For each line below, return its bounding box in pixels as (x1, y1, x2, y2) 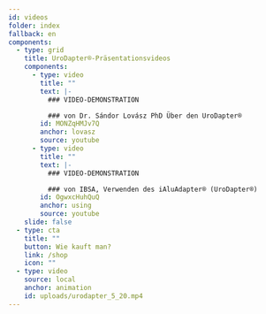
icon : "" (24, 258, 57, 268)
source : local (24, 275, 76, 284)
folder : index (8, 21, 61, 30)
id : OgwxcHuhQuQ (40, 193, 100, 202)
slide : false (24, 218, 72, 226)
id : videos (8, 12, 49, 22)
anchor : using (40, 201, 92, 211)
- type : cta (16, 226, 61, 234)
